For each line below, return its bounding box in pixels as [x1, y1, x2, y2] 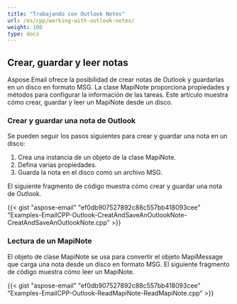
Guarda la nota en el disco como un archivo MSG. [17, 168, 163, 177]
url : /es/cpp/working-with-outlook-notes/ [7, 17, 135, 24]
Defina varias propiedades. [17, 161, 97, 169]
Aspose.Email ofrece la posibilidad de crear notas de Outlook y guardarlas [7, 75, 225, 84]
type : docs [7, 30, 40, 38]
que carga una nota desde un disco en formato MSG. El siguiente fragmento [7, 260, 230, 268]
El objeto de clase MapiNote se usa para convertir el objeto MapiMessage [7, 252, 224, 261]
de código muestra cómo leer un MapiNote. [7, 267, 135, 276]
